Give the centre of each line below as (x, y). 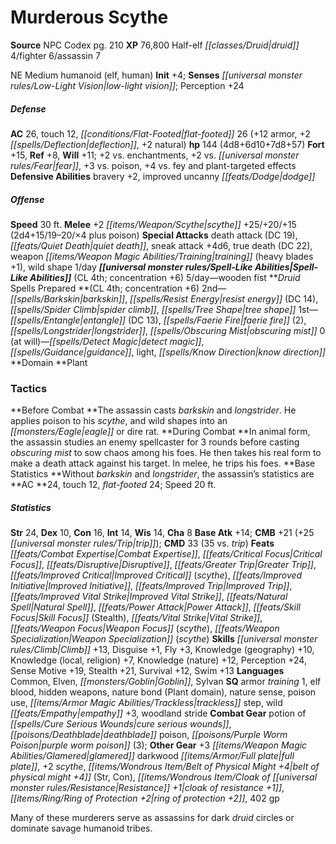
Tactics (29, 388)
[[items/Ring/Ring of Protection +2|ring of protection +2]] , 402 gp (145, 798)
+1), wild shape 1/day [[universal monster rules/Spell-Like (131, 267)
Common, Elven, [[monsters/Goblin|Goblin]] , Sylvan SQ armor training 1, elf (166, 682)
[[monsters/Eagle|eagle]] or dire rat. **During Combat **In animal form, (160, 432)
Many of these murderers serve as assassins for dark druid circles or (152, 818)
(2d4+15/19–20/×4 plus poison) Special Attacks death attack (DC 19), (154, 235)
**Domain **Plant (49, 362)
